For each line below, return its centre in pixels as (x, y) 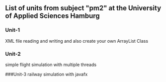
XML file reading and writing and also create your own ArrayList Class (77, 41)
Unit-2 (13, 54)
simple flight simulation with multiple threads (51, 65)
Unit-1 (13, 30)
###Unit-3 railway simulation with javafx (46, 74)
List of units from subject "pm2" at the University (83, 8)
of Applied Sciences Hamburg (53, 16)
